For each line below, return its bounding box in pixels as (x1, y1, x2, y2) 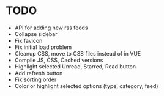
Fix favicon (14, 37, 43, 44)
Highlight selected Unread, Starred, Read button (14, 62, 136, 70)
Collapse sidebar (14, 30, 58, 37)
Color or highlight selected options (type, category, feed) (14, 82, 158, 89)
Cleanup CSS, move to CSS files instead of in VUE (14, 50, 141, 57)
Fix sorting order (14, 76, 57, 83)
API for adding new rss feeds (14, 24, 88, 31)
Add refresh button (14, 69, 63, 76)
